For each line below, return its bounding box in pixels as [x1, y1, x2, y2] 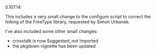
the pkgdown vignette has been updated [12, 43, 96, 49]
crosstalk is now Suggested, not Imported [12, 38, 99, 44]
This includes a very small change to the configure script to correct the [5, 14, 151, 19]
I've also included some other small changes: [5, 28, 98, 34]
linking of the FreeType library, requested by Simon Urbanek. [5, 19, 131, 25]
